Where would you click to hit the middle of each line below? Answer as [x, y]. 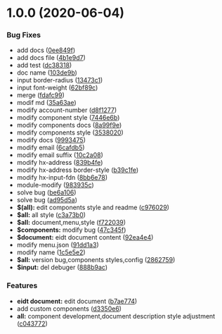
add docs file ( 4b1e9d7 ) [51, 58]
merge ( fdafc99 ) [40, 95]
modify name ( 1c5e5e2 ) [51, 252]
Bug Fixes [24, 35]
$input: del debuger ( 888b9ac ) [62, 267]
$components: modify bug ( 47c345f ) [71, 230]
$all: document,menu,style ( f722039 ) [71, 223]
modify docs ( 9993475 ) [51, 140]
